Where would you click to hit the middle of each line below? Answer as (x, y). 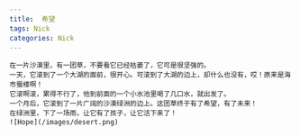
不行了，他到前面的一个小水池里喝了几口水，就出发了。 (144, 95)
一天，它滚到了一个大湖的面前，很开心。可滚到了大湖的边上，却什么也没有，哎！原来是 (147, 75)
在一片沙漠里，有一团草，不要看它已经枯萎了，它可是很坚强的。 (110, 66)
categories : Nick (42, 38)
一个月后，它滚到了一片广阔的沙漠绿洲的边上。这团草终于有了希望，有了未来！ (133, 104)
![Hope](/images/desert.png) (64, 122)
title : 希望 (32, 19)
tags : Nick (30, 28)
